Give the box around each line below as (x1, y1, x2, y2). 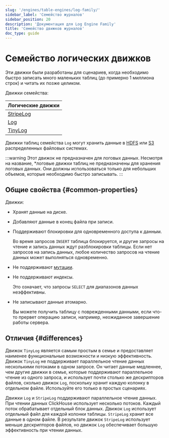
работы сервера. (12, 319, 49, 325)
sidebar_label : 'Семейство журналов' (5, 12, 85, 17)
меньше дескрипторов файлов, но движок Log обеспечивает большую (5, 421, 158, 427)
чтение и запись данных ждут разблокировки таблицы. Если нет (12, 244, 152, 250)
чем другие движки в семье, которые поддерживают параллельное (5, 369, 153, 375)
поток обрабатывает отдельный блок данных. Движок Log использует (5, 405, 156, 412)
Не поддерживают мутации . (12, 264, 74, 270)
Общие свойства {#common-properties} (5, 185, 138, 194)
